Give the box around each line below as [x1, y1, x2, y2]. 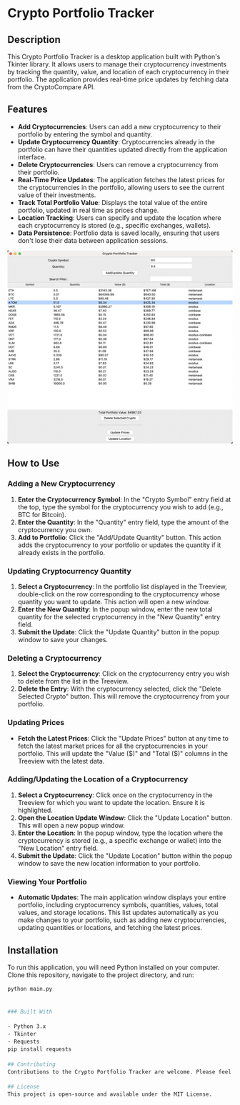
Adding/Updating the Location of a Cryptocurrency [7, 774, 189, 784]
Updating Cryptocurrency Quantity [7, 566, 131, 576]
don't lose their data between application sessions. [17, 236, 168, 244]
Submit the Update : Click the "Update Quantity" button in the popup [17, 627, 220, 636]
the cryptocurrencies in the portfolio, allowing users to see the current [17, 183, 225, 191]
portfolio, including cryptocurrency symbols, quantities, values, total [17, 901, 219, 909]
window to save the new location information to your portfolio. [17, 859, 201, 867]
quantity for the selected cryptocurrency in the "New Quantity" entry [17, 612, 221, 621]
